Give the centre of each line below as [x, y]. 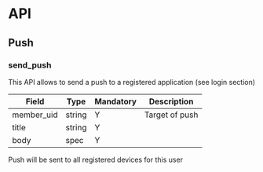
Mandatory [115, 101]
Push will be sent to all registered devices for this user [95, 159]
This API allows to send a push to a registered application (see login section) [132, 82]
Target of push [171, 115]
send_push [30, 65]
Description [171, 101]
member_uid [35, 115]
